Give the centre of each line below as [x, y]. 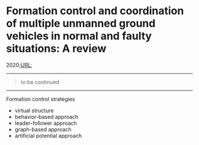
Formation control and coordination [95, 11]
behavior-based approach [46, 117]
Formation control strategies [41, 99]
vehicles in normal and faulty [79, 36]
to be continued [40, 82]
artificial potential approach [48, 136]
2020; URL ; [19, 65]
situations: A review [56, 49]
